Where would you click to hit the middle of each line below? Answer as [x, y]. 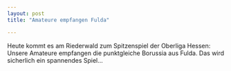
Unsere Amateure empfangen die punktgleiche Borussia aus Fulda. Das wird [116, 53]
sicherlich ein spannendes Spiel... [55, 60]
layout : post [26, 13]
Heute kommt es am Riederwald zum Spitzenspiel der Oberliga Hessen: [109, 45]
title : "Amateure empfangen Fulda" [58, 20]
